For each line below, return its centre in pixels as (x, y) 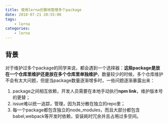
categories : (18, 29)
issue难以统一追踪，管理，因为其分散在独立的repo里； (69, 103)
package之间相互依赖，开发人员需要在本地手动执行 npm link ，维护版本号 (88, 91)
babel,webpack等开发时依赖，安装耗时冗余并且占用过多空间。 (77, 116)
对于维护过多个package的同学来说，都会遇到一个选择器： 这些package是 (80, 68)
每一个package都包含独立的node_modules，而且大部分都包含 (76, 110)
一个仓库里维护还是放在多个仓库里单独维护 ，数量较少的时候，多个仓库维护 (86, 74)
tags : (11, 19)
